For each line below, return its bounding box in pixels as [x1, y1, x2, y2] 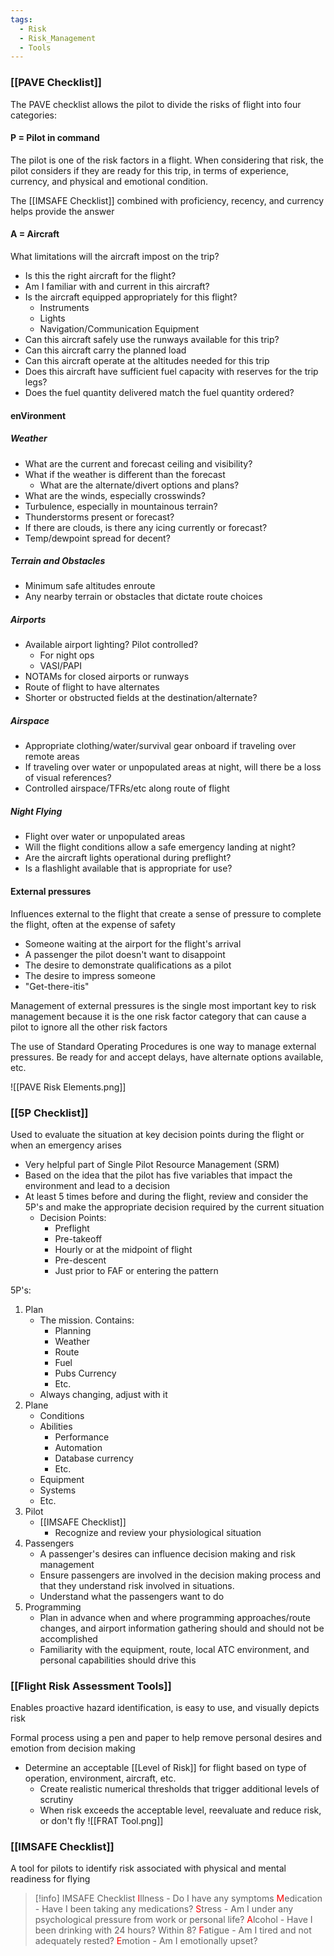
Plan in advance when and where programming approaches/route [39, 1611, 311, 1623]
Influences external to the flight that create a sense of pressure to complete [10, 907, 322, 920]
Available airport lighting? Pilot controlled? [24, 639, 199, 651]
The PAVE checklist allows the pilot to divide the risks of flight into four [10, 98, 302, 110]
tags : [10, 14, 33, 25]
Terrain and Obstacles [10, 555, 106, 567]
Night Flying [10, 806, 63, 818]
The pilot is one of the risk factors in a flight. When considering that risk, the [10, 154, 324, 166]
